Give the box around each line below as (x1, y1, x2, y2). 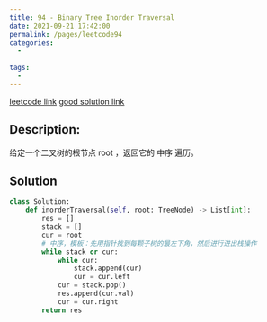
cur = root (41, 231, 83, 239)
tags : (9, 64, 30, 73)
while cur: (57, 256, 99, 265)
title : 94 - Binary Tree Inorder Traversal (9, 13, 175, 22)
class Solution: (9, 197, 70, 206)
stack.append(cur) (73, 264, 143, 274)
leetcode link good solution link (9, 96, 125, 107)
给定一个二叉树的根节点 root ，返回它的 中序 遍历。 (9, 147, 200, 158)
